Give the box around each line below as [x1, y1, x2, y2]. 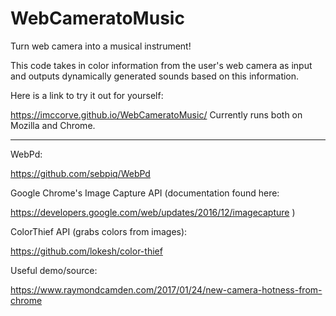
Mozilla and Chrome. [10, 119, 96, 131]
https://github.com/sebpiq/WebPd [10, 167, 151, 179]
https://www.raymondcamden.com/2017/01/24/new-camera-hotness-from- [10, 283, 323, 296]
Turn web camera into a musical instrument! [10, 40, 192, 52]
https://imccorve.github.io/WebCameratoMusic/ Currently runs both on [10, 108, 303, 121]
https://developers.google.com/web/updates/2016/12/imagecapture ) [10, 206, 296, 218]
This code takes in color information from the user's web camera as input [10, 59, 313, 71]
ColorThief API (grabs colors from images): [10, 225, 188, 237]
